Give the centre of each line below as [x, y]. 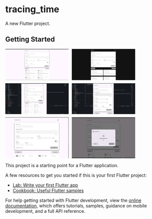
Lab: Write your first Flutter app [45, 185]
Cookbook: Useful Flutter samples [48, 191]
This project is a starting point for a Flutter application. [62, 166]
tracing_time [32, 9]
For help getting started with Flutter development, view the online [73, 200]
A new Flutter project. [28, 23]
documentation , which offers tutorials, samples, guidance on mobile [76, 206]
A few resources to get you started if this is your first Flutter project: [76, 175]
